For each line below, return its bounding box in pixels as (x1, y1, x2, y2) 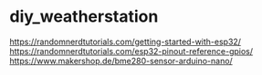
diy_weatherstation (9, 6, 159, 27)
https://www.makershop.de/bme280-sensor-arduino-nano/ (9, 55, 233, 66)
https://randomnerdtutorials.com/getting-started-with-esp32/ (9, 36, 242, 47)
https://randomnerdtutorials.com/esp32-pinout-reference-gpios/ (9, 45, 254, 56)
